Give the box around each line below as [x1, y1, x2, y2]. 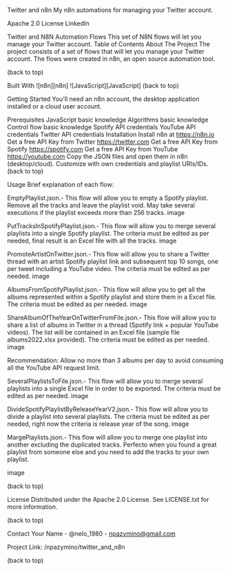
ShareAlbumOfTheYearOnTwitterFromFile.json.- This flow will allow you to [7, 314, 217, 321]
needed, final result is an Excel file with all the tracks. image [7, 236, 177, 245]
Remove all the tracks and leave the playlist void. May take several [7, 201, 195, 209]
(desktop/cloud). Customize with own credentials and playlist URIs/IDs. [7, 160, 209, 168]
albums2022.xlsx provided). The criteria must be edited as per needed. [7, 335, 209, 344]
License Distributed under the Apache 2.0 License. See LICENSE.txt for [7, 496, 209, 503]
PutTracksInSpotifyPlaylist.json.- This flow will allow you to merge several [7, 222, 216, 230]
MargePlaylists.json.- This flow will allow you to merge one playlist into [7, 433, 208, 441]
